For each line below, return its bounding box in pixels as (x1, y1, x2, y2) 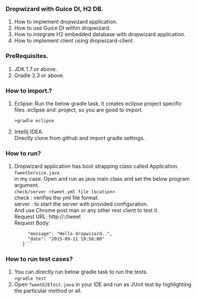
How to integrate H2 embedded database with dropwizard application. (14, 31, 186, 38)
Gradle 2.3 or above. (14, 72, 64, 79)
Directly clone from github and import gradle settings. (14, 134, 146, 141)
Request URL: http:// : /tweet (14, 213, 81, 221)
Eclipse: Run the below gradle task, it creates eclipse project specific (14, 100, 182, 107)
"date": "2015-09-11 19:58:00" (27, 236, 105, 242)
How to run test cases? (5, 255, 73, 263)
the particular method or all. (14, 287, 82, 295)
